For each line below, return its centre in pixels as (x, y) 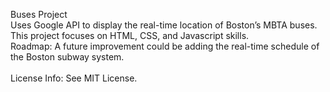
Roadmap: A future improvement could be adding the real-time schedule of (165, 46)
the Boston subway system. (67, 57)
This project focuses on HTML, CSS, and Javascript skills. (130, 35)
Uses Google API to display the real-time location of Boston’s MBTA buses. (164, 25)
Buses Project (39, 14)
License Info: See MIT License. (74, 78)
